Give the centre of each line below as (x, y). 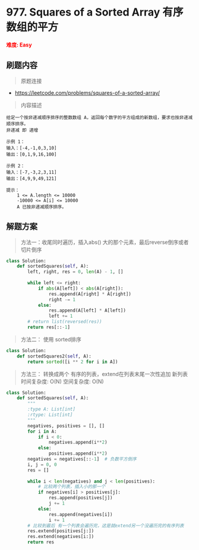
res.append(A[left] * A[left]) (87, 310)
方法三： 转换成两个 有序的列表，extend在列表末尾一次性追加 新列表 (104, 374)
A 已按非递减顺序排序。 (42, 207)
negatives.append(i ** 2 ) (78, 442)
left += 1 (61, 316)
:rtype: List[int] (50, 415)
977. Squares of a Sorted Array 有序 (95, 12)
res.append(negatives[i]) (80, 514)
